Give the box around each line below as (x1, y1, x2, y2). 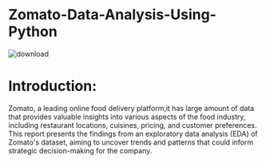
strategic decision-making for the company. (8, 145, 153, 155)
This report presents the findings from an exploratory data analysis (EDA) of (8, 129, 258, 138)
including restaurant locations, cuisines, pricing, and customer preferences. (8, 120, 257, 129)
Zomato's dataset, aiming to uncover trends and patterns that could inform (8, 137, 254, 147)
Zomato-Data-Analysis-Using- (8, 6, 217, 24)
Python (8, 22, 58, 41)
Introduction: (8, 78, 97, 95)
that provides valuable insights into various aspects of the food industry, (8, 112, 246, 121)
